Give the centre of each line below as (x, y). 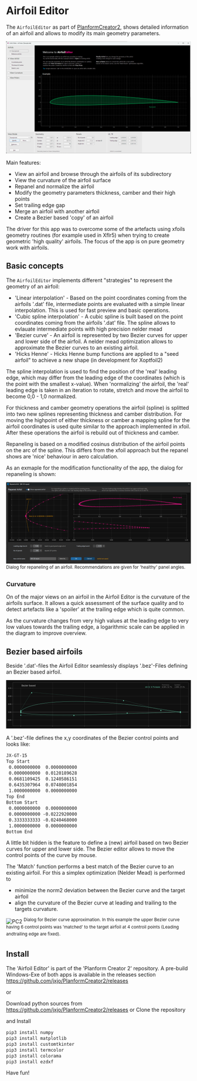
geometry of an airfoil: (33, 286)
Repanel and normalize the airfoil (55, 186)
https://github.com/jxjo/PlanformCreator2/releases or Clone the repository (96, 1009)
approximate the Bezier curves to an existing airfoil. (77, 348)
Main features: (23, 163)
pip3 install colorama (34, 1056)
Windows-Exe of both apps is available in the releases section (81, 974)
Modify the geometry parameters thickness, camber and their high (95, 193)
